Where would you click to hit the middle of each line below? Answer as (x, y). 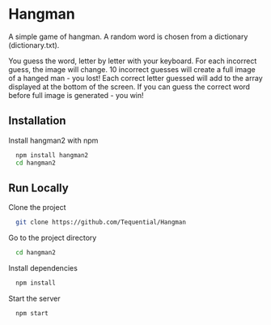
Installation (37, 121)
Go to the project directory (53, 238)
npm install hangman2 (52, 155)
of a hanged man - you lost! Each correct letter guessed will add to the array (135, 78)
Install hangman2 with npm (53, 140)
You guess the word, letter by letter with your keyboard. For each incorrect (133, 61)
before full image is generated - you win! (76, 95)
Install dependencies (43, 268)
